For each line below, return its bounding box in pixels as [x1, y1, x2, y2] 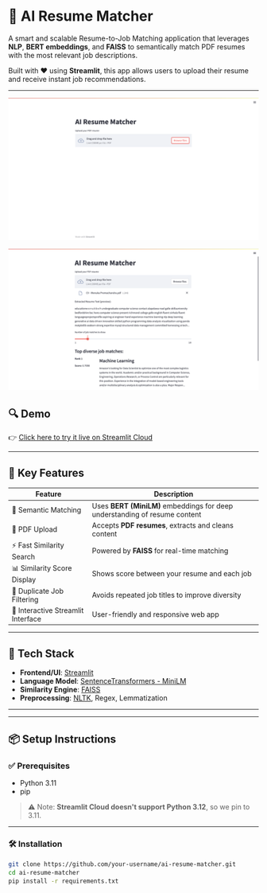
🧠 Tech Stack [8, 646, 75, 660]
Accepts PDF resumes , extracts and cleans [91, 521, 234, 530]
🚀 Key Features [8, 466, 85, 480]
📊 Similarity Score [11, 563, 72, 573]
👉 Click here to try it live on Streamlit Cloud [8, 433, 153, 443]
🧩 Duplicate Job [11, 586, 64, 595]
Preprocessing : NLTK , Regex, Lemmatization [19, 693, 168, 703]
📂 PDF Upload [11, 524, 58, 534]
